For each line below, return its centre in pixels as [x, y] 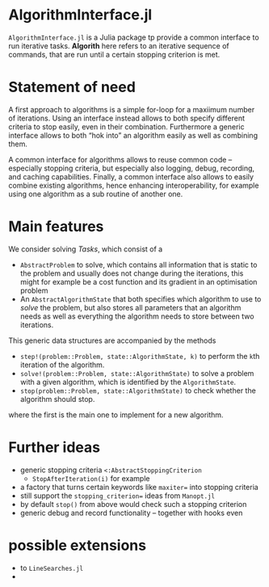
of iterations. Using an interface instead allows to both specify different [126, 118]
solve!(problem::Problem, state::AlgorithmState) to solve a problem [137, 373]
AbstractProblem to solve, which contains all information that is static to [139, 264]
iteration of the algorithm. [62, 365]
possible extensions [78, 545]
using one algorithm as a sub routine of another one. [96, 194]
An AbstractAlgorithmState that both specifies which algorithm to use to [141, 299]
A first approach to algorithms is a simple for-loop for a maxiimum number [132, 109]
